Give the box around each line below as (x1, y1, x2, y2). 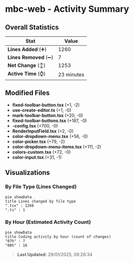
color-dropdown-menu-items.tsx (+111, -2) (12, 144, 101, 150)
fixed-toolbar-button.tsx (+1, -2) (12, 102, 80, 108)
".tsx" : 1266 (5, 203, 34, 208)
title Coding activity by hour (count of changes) (5, 234, 111, 239)
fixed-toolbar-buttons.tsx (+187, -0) (12, 117, 87, 124)
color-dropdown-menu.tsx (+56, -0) (12, 133, 88, 139)
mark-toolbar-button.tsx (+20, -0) (12, 112, 83, 118)
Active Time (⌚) (7, 70, 46, 77)
